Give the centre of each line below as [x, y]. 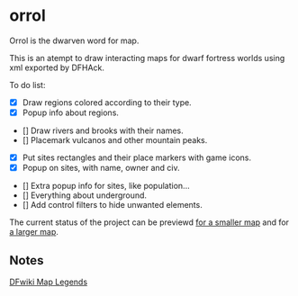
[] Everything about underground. [84, 195]
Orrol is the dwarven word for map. [74, 40]
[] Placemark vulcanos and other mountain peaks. [115, 140]
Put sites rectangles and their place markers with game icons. [137, 157]
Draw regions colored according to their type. [107, 102]
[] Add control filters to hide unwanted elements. [112, 205]
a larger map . [34, 232]
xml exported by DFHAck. [57, 67]
